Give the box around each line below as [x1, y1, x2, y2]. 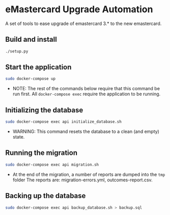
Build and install [5, 35, 57, 44]
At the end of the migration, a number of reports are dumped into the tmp [12, 171, 165, 177]
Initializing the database [5, 105, 83, 114]
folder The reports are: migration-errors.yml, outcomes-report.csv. [12, 177, 153, 183]
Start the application [5, 63, 72, 72]
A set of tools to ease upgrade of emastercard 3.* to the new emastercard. [5, 20, 162, 26]
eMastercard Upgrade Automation [5, 4, 153, 15]
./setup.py [5, 48, 29, 54]
